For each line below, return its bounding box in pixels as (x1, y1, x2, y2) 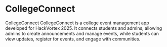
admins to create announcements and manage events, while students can (5, 30, 159, 36)
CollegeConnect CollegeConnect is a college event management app (5, 20, 149, 26)
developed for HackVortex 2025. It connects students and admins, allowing (5, 25, 162, 31)
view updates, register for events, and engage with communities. (5, 36, 141, 42)
